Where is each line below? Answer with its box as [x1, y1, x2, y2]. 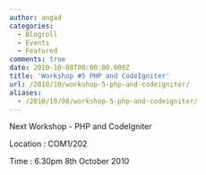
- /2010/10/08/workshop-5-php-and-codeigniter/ [17, 96, 199, 106]
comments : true [9, 55, 66, 64]
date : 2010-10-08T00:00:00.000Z [9, 64, 130, 73]
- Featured [17, 47, 58, 56]
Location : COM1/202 [9, 138, 88, 149]
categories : [9, 22, 54, 31]
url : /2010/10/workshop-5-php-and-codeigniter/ [9, 80, 191, 89]
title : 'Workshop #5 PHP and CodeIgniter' [9, 72, 170, 81]
